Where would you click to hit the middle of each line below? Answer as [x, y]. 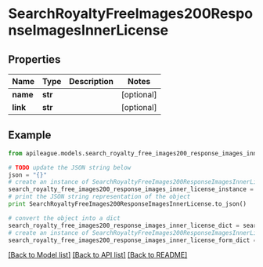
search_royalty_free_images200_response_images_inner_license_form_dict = [133, 240]
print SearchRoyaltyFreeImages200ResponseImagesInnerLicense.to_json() [127, 204]
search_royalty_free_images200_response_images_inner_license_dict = [124, 225]
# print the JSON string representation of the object [99, 197]
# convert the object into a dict [65, 218]
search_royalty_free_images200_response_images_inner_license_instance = [131, 189]
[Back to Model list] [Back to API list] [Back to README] [98, 255]
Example [30, 135]
